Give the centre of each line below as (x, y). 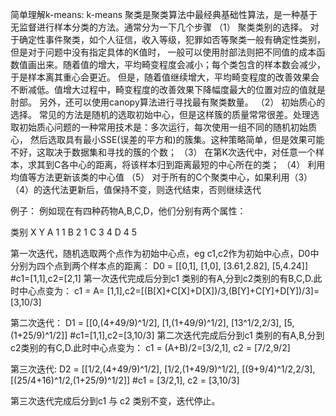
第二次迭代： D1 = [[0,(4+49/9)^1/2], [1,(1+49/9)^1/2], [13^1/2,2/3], (146, 322)
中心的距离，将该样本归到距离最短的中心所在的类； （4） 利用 (197, 164)
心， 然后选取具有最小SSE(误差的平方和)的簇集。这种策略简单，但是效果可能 (167, 139)
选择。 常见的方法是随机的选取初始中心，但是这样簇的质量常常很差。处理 (160, 114)
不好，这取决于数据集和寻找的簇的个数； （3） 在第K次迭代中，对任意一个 (163, 152)
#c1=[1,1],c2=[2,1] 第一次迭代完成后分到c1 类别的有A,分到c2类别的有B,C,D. (162, 278)
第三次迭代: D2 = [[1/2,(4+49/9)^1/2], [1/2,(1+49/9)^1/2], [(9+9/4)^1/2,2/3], (163, 369)
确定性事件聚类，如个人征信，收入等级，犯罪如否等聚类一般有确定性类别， (172, 39)
